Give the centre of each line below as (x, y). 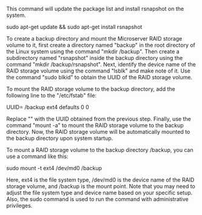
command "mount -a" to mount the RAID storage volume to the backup (95, 125)
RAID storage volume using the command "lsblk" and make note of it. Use (99, 71)
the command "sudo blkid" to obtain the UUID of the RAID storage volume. (99, 77)
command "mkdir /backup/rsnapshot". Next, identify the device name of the (101, 64)
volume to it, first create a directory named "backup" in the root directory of (101, 45)
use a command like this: (37, 156)
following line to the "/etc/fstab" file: (52, 95)
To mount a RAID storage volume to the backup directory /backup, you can (100, 150)
